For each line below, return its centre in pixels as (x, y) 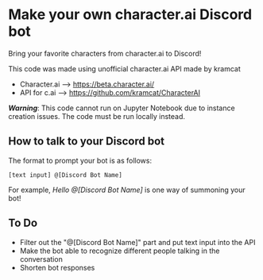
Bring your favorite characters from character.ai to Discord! (105, 53)
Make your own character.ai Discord (130, 15)
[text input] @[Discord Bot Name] (66, 175)
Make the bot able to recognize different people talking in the (120, 251)
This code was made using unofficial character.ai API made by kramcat (124, 68)
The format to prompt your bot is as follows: (80, 160)
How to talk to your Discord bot (87, 142)
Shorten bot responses (57, 267)
